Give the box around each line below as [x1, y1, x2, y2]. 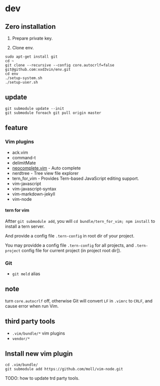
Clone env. [12, 45, 34, 50]
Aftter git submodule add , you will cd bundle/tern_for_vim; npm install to [5, 218, 155, 224]
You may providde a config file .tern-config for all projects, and [5, 242, 134, 248]
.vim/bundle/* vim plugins [12, 330, 65, 336]
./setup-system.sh [5, 76, 42, 81]
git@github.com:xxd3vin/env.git [5, 67, 71, 72]
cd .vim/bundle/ [5, 363, 38, 367]
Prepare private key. [12, 35, 53, 41]
